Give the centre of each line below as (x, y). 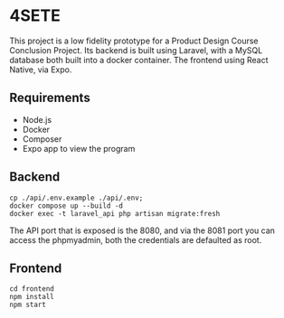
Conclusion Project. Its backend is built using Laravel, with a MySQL (136, 50)
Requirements (50, 98)
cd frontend (32, 289)
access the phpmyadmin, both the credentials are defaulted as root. (136, 239)
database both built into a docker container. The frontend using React (139, 60)
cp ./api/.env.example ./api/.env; (76, 198)
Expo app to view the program (79, 148)
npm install (32, 297)
